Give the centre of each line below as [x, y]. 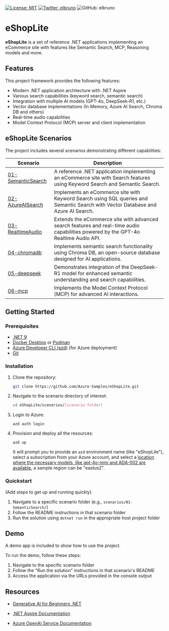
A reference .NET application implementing [105, 171]
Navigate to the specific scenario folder [53, 565]
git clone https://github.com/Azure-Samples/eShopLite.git [76, 386]
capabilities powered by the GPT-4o [97, 231]
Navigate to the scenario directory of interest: [60, 396]
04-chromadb [25, 253]
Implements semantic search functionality [103, 246]
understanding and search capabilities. [100, 279]
